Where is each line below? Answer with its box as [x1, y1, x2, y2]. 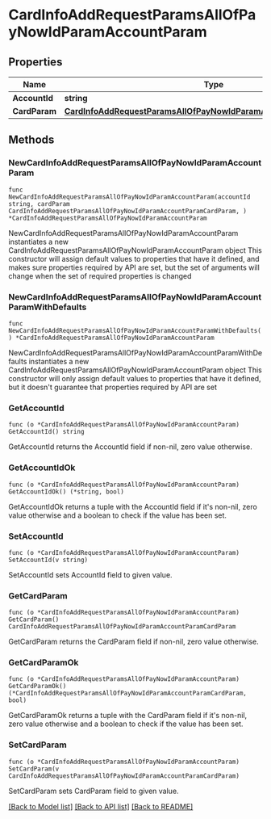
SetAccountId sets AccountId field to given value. [8, 569, 173, 579]
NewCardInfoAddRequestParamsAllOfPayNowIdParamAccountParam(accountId [8, 192, 251, 201]
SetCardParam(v [8, 765, 60, 773]
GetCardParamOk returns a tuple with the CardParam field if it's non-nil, [8, 711, 248, 720]
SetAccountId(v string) [8, 556, 89, 564]
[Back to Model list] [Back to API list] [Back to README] [8, 801, 194, 811]
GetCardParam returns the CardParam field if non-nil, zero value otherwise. [8, 636, 260, 647]
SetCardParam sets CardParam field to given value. [8, 786, 179, 796]
